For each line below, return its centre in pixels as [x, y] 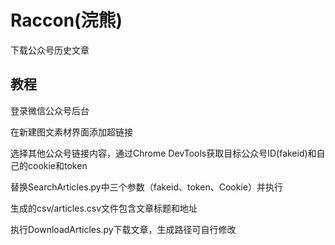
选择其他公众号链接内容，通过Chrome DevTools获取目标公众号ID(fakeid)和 [163, 153]
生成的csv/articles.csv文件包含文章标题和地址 [104, 208]
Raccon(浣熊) [66, 20]
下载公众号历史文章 [50, 50]
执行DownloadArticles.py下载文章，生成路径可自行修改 [123, 229]
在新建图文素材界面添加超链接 [71, 132]
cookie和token [57, 165]
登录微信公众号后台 [50, 110]
